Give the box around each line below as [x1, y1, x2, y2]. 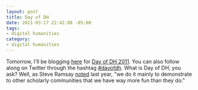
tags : [6, 25, 20, 31]
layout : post [6, 8, 39, 15]
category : [6, 36, 31, 42]
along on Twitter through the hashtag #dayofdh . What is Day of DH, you [6, 64, 181, 71]
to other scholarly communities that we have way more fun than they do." [6, 76, 186, 83]
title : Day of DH [6, 14, 49, 20]
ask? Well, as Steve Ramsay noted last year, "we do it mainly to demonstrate [6, 70, 193, 78]
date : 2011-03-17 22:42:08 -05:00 [6, 20, 92, 25]
